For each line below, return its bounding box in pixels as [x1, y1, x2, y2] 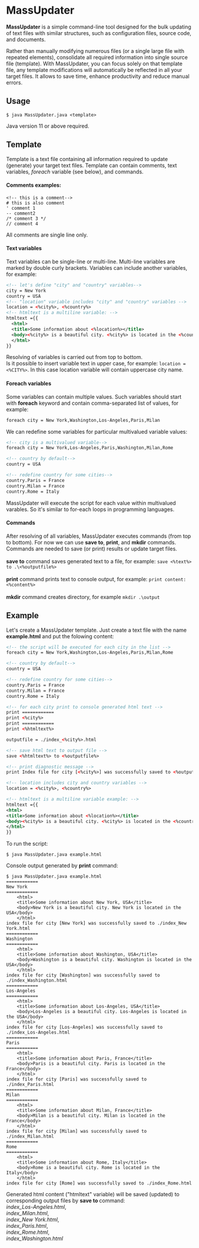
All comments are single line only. [6, 231, 88, 238]
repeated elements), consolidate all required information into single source [6, 53, 188, 61]
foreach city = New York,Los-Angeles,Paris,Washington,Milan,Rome [6, 445, 174, 451]
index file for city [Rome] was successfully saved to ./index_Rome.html [6, 1180, 192, 1186]
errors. [6, 78, 23, 86]
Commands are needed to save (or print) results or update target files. [6, 545, 178, 552]
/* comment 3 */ [6, 215, 46, 222]
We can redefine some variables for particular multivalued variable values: [6, 428, 188, 435]
